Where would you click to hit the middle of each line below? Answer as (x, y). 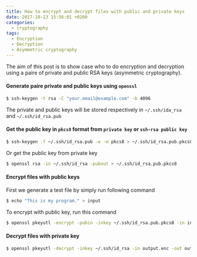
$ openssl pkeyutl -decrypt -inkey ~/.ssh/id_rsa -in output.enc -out (94, 248)
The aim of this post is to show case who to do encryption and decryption (95, 66)
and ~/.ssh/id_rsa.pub (34, 116)
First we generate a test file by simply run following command (81, 190)
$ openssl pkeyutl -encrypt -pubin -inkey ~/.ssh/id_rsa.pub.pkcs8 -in (95, 223)
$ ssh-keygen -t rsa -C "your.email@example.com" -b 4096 (78, 98)
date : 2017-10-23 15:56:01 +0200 (47, 17)
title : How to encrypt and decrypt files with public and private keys (95, 11)
